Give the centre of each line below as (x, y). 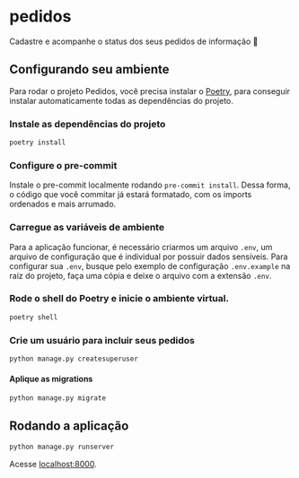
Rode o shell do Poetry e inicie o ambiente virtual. (119, 299)
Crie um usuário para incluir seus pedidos (102, 340)
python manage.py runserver (62, 447)
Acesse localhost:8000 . (53, 464)
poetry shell (34, 317)
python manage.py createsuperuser (74, 359)
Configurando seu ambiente (89, 70)
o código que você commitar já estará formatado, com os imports (131, 195)
